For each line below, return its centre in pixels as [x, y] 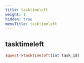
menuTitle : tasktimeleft [31, 24]
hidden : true [19, 19]
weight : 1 [16, 14]
